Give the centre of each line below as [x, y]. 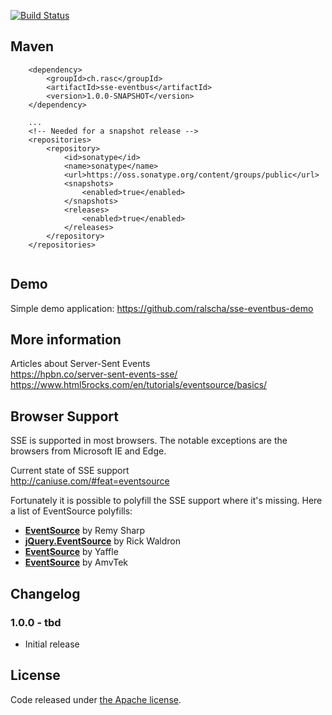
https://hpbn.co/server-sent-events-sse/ [94, 374]
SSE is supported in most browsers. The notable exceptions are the [149, 441]
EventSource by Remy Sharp [85, 531]
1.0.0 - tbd [36, 622]
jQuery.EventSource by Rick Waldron [102, 541]
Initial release [52, 644]
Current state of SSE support [70, 471]
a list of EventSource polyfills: [71, 511]
